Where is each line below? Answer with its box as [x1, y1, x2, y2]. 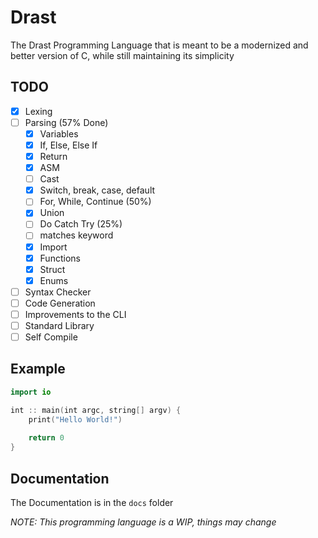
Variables [39, 127, 79, 140]
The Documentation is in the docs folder [10, 496, 174, 508]
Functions [39, 252, 81, 264]
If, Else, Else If [39, 139, 98, 151]
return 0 [28, 433, 65, 443]
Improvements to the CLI [24, 308, 127, 320]
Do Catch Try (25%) [39, 218, 123, 230]
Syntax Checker [24, 286, 92, 298]
